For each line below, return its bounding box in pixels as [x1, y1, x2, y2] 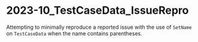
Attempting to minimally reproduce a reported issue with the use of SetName [6, 23, 192, 31]
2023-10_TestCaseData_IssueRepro [6, 4, 189, 17]
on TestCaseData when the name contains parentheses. [6, 29, 143, 37]
